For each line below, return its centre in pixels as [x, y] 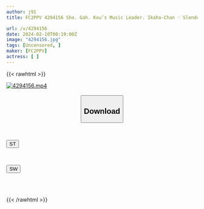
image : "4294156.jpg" [34, 40]
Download [102, 111]
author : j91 [21, 12]
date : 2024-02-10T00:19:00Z [42, 34]
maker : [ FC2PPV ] [27, 51]
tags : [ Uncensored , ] [34, 45]
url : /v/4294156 [27, 28]
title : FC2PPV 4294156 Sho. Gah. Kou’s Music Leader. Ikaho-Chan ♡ [93, 18]
